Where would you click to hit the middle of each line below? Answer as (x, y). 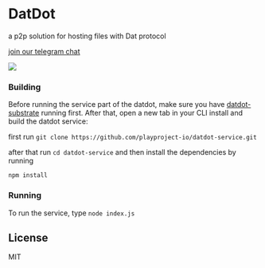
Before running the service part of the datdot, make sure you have (117, 104)
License (28, 237)
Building (25, 87)
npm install (28, 175)
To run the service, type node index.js (72, 213)
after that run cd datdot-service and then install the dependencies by (122, 152)
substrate (24, 113)
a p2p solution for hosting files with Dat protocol (87, 36)
